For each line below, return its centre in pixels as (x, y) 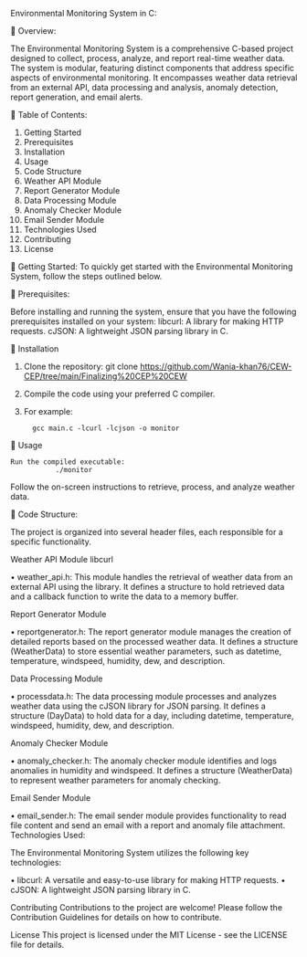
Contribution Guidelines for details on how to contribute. (116, 917)
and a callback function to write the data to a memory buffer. (124, 596)
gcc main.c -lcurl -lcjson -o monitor (106, 428)
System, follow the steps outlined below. (86, 276)
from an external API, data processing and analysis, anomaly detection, (144, 87)
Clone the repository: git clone (80, 366)
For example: (48, 411)
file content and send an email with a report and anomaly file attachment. (148, 825)
